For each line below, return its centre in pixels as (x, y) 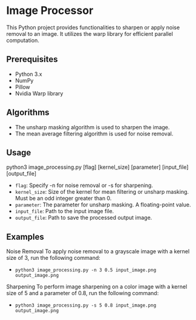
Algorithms (28, 113)
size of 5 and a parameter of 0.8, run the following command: (83, 293)
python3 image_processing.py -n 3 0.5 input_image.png (86, 270)
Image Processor (50, 11)
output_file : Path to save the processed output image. (83, 218)
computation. (23, 40)
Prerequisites (32, 59)
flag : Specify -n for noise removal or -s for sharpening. (84, 185)
